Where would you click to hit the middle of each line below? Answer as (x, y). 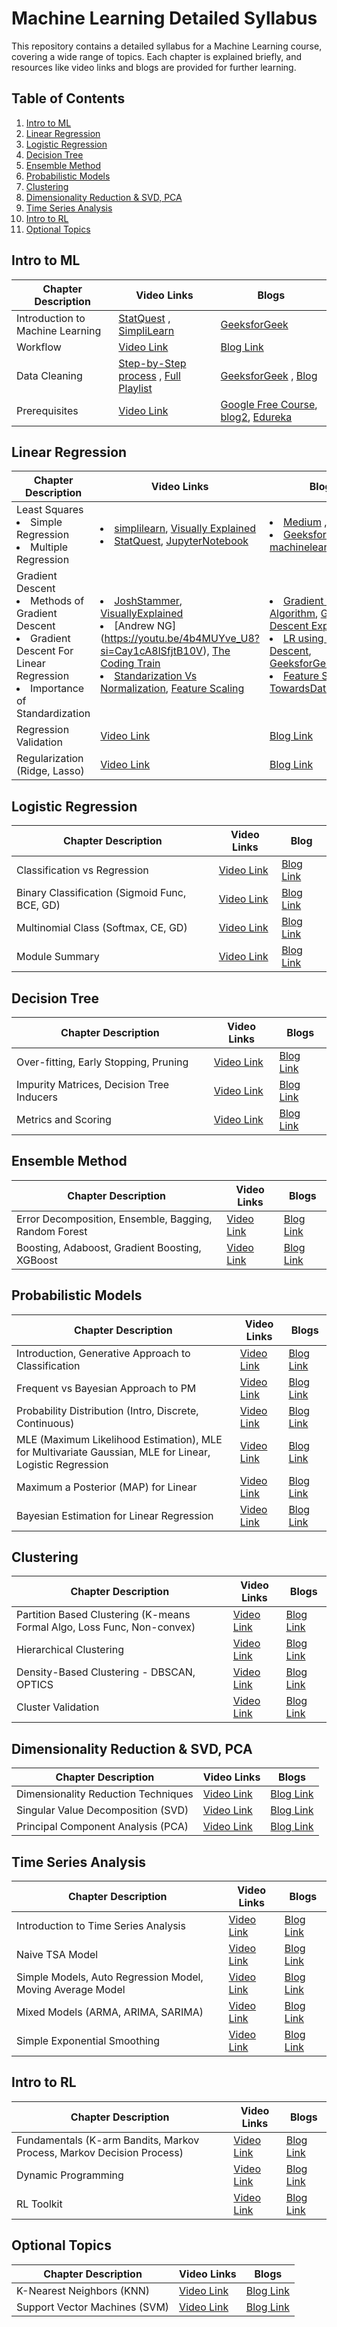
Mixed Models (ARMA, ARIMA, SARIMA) (110, 2012)
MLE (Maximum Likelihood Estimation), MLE (119, 1439)
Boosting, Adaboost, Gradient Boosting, (109, 1247)
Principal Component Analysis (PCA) (102, 1827)
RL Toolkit (39, 2204)
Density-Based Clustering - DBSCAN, (106, 1672)
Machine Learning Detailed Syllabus (164, 18)
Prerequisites (47, 410)
